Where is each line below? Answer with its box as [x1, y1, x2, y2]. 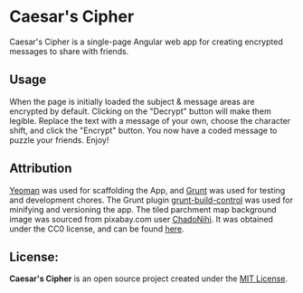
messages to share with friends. [9, 45, 129, 56]
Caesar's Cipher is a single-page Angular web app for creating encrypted [9, 36, 283, 47]
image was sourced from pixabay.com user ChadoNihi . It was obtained [9, 213, 274, 224]
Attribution [9, 161, 72, 176]
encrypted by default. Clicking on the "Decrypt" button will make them [9, 106, 271, 117]
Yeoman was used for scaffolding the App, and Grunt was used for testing [9, 184, 286, 195]
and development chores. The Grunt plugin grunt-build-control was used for [9, 194, 294, 205]
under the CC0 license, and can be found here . [9, 223, 185, 234]
